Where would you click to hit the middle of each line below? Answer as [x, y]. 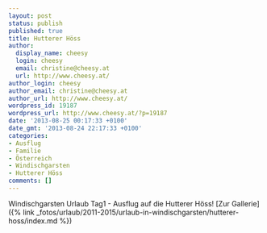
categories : [28, 135]
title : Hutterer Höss [45, 38]
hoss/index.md [33, 221]
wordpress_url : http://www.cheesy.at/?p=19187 [88, 114]
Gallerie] [245, 203]
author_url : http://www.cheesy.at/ [68, 98]
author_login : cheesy [45, 83]
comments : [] [30, 181]
